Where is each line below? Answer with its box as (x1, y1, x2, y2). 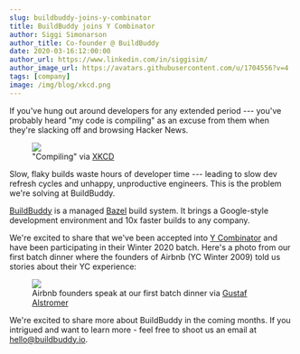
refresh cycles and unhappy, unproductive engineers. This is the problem (9, 178, 282, 189)
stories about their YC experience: (9, 261, 137, 272)
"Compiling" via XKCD (32, 151, 115, 162)
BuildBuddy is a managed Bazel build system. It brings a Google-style (9, 205, 269, 216)
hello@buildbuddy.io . (9, 333, 89, 344)
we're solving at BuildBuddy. (9, 187, 116, 199)
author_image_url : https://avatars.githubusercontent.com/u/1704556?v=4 (9, 64, 289, 73)
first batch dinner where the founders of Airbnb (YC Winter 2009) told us (9, 251, 281, 262)
